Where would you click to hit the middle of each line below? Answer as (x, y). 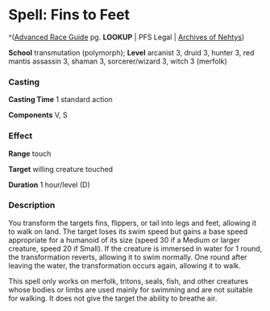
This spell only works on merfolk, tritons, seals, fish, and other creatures (128, 281)
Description (32, 205)
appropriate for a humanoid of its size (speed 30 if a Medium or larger (124, 239)
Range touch (30, 153)
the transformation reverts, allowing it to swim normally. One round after (128, 257)
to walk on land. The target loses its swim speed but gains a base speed (128, 231)
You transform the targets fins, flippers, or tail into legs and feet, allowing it (132, 223)
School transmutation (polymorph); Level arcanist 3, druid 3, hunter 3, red (131, 52)
